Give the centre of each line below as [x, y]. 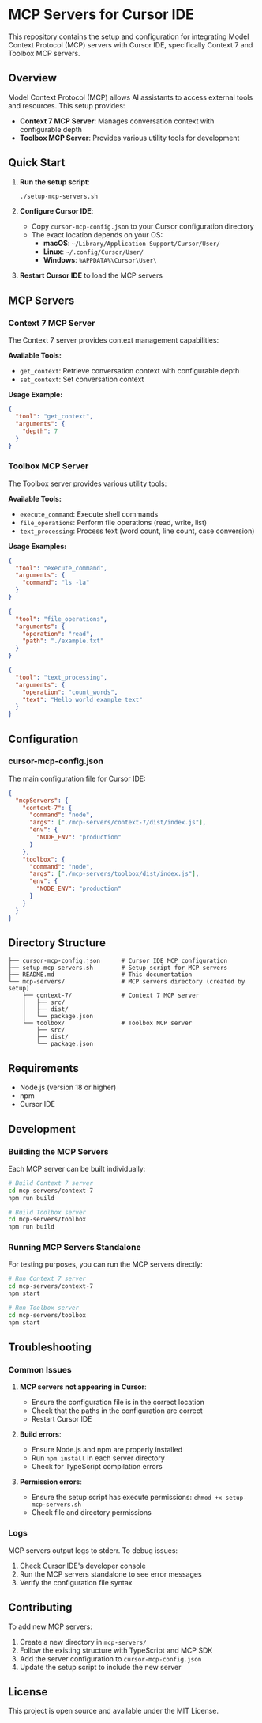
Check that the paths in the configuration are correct [117, 1411]
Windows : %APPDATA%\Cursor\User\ [100, 260]
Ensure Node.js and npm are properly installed [107, 1450]
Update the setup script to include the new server [100, 1667]
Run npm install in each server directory [98, 1458]
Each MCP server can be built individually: [77, 1168]
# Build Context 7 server [51, 1183]
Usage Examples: [37, 546]
